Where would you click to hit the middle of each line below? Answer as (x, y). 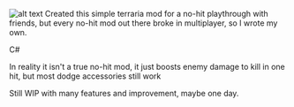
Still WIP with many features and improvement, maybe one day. (124, 93)
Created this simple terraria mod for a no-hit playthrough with (157, 14)
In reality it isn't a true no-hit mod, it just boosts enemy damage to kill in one (147, 67)
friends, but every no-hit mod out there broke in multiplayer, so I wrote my (143, 23)
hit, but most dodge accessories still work (85, 76)
